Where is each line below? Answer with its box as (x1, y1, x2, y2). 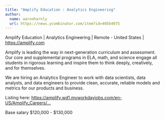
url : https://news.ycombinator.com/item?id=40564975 (9, 21, 120, 26)
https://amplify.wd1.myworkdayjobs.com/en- (31, 95, 122, 101)
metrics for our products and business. (5, 85, 84, 91)
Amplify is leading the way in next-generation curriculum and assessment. (5, 49, 156, 55)
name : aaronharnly (9, 16, 48, 21)
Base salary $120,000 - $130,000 (5, 110, 73, 116)
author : (5, 12, 21, 17)
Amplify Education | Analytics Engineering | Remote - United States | (5, 35, 144, 40)
